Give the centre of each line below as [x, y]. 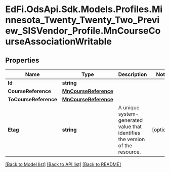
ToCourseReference [32, 99]
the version [132, 139]
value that [130, 126]
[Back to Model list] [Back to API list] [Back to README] [63, 164]
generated [131, 120]
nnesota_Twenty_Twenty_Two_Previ [82, 20]
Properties [22, 60]
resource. [130, 152]
